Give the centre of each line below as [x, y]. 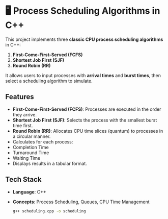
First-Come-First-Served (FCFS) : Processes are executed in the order [87, 109]
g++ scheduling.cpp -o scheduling [49, 211]
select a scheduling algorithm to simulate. [49, 81]
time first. [23, 125]
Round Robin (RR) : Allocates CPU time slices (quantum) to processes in [88, 131]
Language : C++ [30, 192]
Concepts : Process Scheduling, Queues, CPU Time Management [81, 202]
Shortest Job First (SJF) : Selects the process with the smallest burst [85, 120]
